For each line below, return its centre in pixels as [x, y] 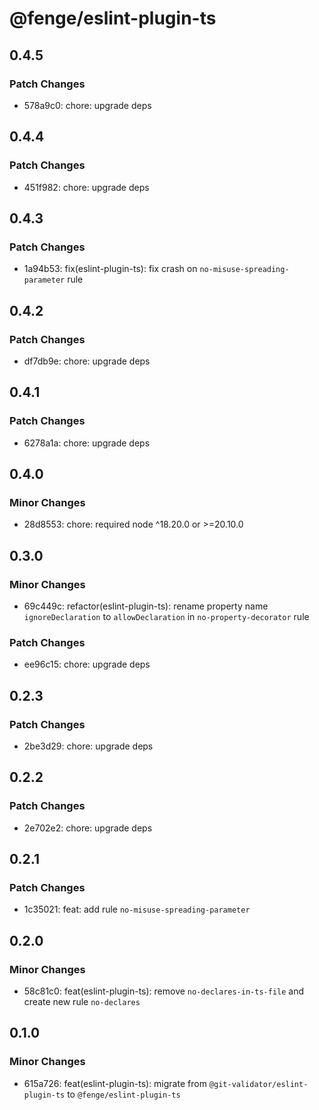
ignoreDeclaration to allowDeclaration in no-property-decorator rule [166, 616]
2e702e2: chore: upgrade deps [88, 828]
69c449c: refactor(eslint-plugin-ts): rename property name [146, 606]
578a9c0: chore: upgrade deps [87, 105]
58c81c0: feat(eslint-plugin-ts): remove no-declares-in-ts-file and [164, 991]
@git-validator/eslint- [258, 1084]
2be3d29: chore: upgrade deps [88, 746]
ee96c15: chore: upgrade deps [87, 664]
